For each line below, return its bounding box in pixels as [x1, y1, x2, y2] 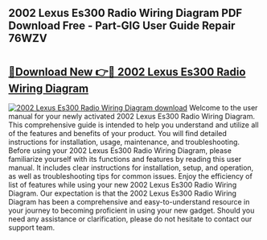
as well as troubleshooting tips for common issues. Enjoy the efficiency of [8, 172, 253, 180]
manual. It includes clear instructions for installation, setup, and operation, [8, 163, 254, 172]
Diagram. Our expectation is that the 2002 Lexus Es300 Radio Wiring [8, 188, 237, 198]
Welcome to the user [188, 103, 258, 112]
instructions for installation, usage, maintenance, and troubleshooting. [8, 137, 240, 147]
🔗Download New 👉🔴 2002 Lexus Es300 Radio [8, 64, 246, 79]
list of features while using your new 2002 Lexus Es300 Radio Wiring [8, 180, 237, 189]
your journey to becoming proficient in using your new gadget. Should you [8, 205, 255, 215]
